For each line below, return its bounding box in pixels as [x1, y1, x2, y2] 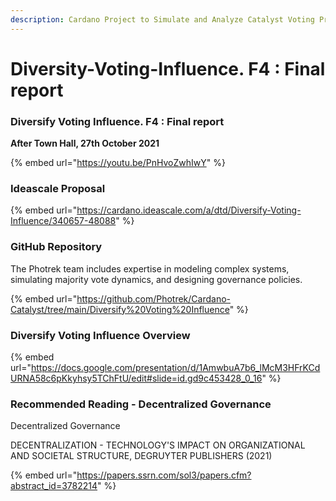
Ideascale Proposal [10, 182, 106, 196]
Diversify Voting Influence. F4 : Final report [10, 114, 225, 128]
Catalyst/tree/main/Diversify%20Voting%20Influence [10, 303, 230, 315]
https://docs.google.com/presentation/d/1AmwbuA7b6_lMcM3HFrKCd [30, 362, 321, 373]
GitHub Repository [10, 240, 103, 254]
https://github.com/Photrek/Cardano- [76, 292, 231, 305]
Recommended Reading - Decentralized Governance [10, 397, 272, 411]
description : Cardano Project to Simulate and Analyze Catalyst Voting [10, 14, 315, 25]
